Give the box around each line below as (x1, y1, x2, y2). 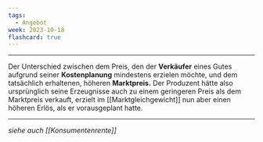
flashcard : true (8, 33, 61, 41)
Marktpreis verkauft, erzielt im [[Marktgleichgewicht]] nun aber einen (8, 95, 231, 105)
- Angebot (15, 19, 47, 27)
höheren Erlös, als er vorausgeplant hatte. (8, 103, 143, 113)
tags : (8, 11, 26, 20)
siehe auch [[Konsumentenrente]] (8, 126, 117, 135)
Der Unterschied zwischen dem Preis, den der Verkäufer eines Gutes (8, 62, 232, 71)
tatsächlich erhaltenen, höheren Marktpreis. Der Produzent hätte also (8, 79, 233, 88)
